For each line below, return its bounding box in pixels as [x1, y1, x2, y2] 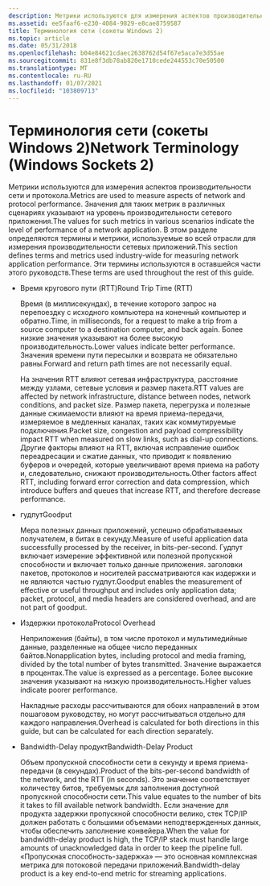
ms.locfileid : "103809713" [8, 86, 99, 95]
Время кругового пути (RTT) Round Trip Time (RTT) [19, 284, 193, 293]
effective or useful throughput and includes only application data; [19, 586, 237, 595]
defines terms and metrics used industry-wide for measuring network [8, 250, 239, 260]
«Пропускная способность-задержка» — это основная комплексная [19, 851, 258, 862]
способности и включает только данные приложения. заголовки [19, 560, 243, 569]
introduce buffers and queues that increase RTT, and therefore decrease [19, 486, 261, 495]
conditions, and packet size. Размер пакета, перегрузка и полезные [19, 400, 251, 410]
